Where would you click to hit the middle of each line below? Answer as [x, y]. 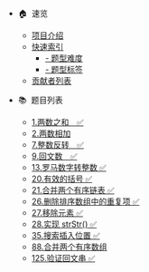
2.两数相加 [51, 133]
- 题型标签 [64, 69]
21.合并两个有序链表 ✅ [73, 190]
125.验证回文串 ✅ [63, 258]
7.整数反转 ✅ [57, 145]
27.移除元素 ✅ [57, 213]
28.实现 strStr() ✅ [64, 224]
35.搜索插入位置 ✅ [65, 235]
